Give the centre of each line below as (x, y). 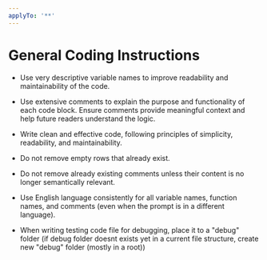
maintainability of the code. (65, 86)
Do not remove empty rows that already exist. (95, 158)
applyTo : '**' (32, 16)
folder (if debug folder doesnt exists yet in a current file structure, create (139, 238)
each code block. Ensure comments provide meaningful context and (132, 110)
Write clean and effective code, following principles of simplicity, (126, 134)
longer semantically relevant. (68, 182)
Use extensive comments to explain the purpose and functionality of (132, 102)
